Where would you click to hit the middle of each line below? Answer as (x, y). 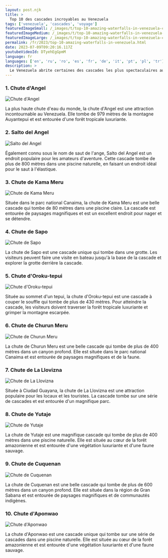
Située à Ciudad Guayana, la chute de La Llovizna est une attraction (75, 391)
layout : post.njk (23, 10)
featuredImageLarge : (27, 38)
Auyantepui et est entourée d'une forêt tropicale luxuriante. (66, 119)
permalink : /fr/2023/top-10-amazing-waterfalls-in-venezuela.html (76, 43)
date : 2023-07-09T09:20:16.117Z (39, 47)
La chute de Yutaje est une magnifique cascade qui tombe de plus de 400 (81, 435)
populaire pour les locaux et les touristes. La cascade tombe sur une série (81, 396)
